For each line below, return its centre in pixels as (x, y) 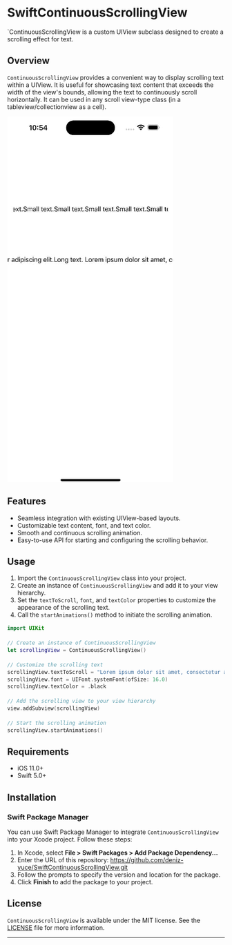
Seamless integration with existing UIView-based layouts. (99, 518)
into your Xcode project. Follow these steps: (70, 839)
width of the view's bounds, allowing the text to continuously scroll (102, 92)
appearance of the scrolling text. (64, 608)
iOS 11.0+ (30, 768)
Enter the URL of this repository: (63, 860)
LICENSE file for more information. (56, 927)
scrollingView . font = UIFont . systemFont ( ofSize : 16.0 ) (88, 679)
